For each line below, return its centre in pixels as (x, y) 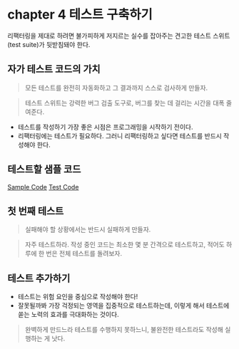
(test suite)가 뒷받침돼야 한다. (49, 44)
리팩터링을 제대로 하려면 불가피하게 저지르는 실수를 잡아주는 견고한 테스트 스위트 (119, 36)
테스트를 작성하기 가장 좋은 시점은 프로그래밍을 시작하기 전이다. (106, 127)
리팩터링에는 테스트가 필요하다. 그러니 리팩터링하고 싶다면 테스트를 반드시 (120, 135)
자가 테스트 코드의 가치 (54, 69)
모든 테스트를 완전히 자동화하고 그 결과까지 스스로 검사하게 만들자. (116, 88)
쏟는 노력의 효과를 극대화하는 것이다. (68, 315)
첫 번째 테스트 (36, 211)
